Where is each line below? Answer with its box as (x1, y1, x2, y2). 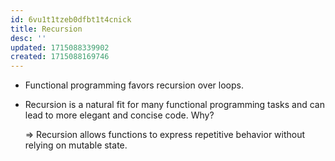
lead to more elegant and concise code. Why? (24, 109, 215, 121)
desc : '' (10, 33, 47, 43)
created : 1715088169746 (10, 52, 110, 62)
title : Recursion (10, 24, 83, 34)
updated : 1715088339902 (10, 42, 110, 53)
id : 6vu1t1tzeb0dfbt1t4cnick (10, 14, 132, 25)
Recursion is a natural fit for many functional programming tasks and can (24, 99, 325, 111)
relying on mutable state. (24, 139, 128, 151)
